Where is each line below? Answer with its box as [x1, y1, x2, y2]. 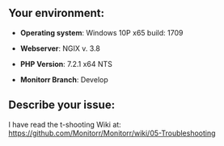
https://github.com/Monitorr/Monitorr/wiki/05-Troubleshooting [8, 128, 216, 138]
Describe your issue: [8, 98, 116, 112]
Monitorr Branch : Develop [19, 74, 108, 84]
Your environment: [8, 6, 105, 20]
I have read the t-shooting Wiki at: [8, 119, 121, 129]
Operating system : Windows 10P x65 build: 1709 [19, 27, 184, 37]
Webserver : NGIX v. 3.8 [19, 44, 101, 53]
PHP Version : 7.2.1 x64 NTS [19, 59, 113, 69]
